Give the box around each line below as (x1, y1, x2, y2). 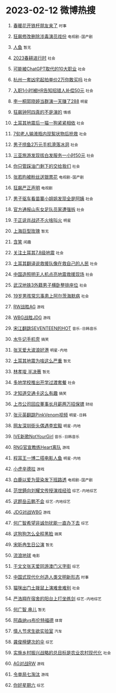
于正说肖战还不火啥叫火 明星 (13, 217, 71, 223)
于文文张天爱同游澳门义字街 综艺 (13, 563, 80, 569)
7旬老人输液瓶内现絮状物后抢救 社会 (13, 130, 87, 136)
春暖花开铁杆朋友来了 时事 (13, 22, 67, 28)
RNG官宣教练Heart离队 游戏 (13, 444, 70, 450)
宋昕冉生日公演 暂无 (13, 541, 54, 547)
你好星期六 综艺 (13, 682, 45, 688)
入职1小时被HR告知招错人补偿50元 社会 (13, 87, 93, 93)
